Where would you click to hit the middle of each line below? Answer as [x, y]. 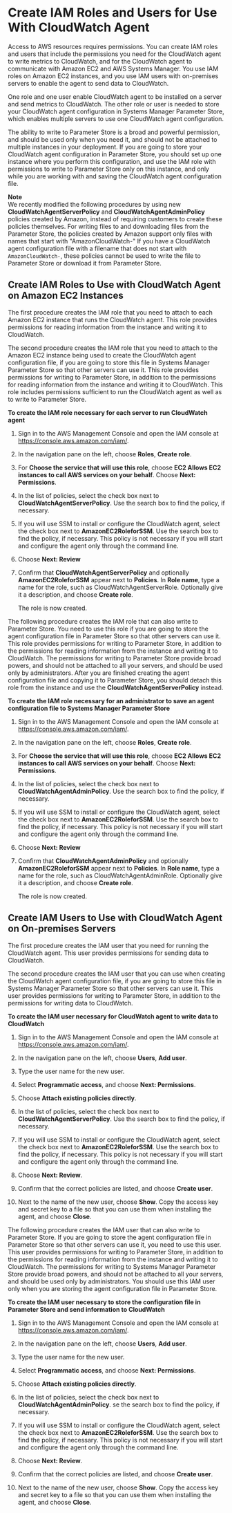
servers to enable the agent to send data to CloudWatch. [88, 83]
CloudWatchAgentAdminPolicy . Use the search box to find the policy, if [121, 791]
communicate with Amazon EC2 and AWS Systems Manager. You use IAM [113, 68]
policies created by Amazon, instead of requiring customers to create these [115, 219]
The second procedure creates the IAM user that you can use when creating [116, 974]
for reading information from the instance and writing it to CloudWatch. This [115, 384]
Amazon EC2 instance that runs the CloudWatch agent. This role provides [113, 319]
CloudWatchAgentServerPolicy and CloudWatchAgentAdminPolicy [107, 212]
